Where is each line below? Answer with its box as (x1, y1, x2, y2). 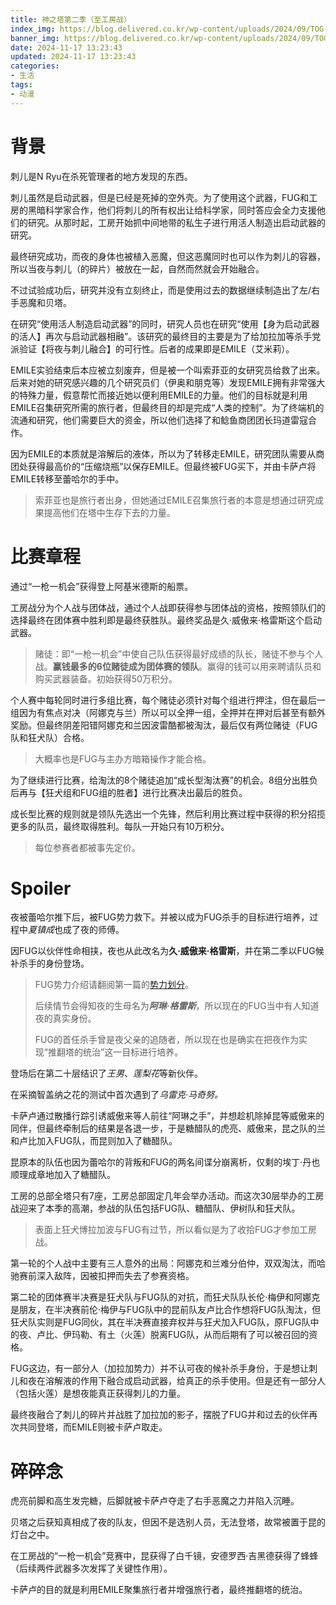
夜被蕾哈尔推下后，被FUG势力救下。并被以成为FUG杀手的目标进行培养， (10, 911, 310, 923)
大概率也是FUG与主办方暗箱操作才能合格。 (34, 752, 212, 765)
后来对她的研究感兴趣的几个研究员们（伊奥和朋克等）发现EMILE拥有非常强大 (10, 376, 326, 388)
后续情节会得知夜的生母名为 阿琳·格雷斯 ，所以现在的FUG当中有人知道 (34, 1000, 320, 1012)
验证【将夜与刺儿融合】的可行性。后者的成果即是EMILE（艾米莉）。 (18, 342, 295, 355)
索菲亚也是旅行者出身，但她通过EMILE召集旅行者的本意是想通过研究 (34, 494, 315, 506)
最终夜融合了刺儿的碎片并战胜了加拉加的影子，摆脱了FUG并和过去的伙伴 (10, 1409, 310, 1421)
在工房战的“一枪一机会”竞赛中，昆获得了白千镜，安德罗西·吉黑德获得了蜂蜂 (10, 1550, 319, 1562)
